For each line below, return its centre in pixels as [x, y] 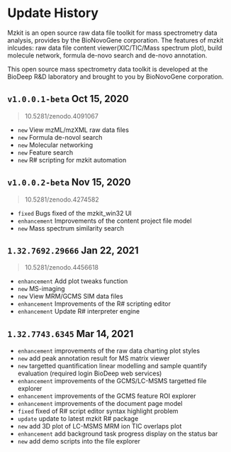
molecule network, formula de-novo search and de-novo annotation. [107, 55]
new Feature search [45, 152]
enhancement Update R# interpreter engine [79, 312]
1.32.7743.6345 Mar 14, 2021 [71, 334]
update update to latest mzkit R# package [78, 419]
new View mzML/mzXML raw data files [73, 130]
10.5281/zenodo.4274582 [62, 199]
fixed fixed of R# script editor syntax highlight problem [98, 411]
